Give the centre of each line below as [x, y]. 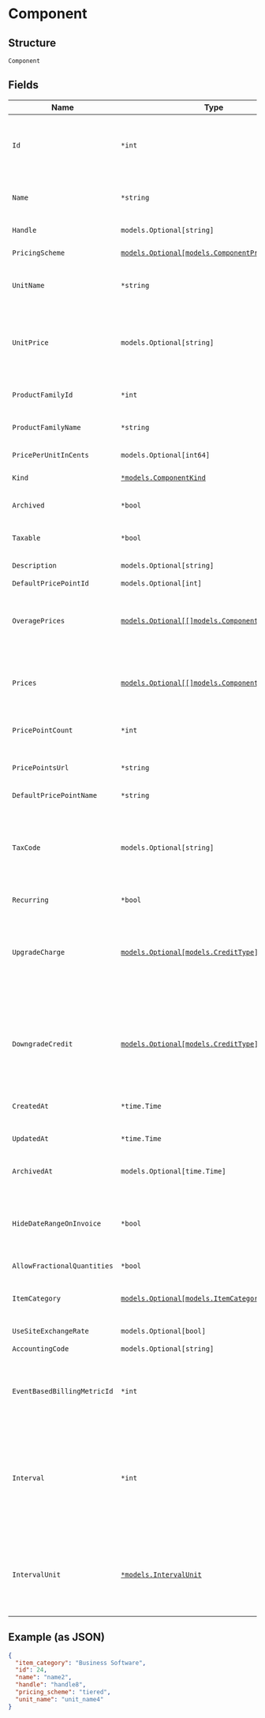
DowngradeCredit [43, 1044]
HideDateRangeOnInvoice [57, 1223]
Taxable [26, 538]
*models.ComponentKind [164, 477]
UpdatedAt [30, 1138]
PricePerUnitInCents [50, 455]
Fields [24, 85]
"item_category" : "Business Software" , [81, 1663]
